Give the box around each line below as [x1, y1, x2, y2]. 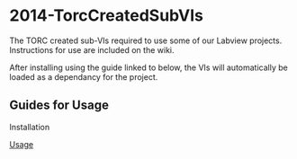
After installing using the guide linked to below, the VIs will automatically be [9, 62, 288, 73]
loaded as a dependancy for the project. [9, 71, 158, 82]
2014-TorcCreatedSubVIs [9, 5, 204, 26]
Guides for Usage [9, 98, 110, 113]
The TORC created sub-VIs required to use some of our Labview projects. [9, 35, 283, 46]
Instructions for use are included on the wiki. [9, 44, 175, 55]
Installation [9, 121, 50, 132]
